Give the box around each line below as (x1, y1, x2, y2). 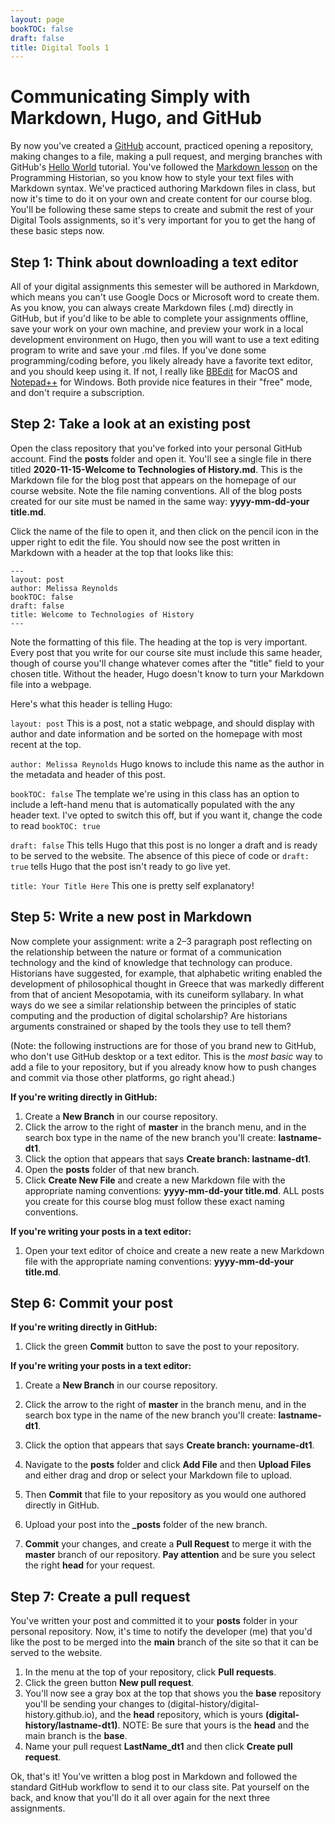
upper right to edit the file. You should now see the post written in (10, 536, 281, 548)
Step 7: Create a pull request (10, 1588, 191, 1605)
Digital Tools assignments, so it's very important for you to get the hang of (10, 214, 316, 226)
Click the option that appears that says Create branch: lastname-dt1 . (24, 1152, 312, 1165)
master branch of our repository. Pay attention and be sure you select (24, 1549, 316, 1561)
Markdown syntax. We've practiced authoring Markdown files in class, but (10, 182, 316, 195)
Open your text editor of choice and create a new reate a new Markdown (24, 1244, 325, 1256)
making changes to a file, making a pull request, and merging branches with (10, 151, 323, 163)
